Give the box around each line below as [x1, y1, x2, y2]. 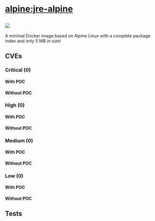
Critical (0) [5, 67, 31, 73]
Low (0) [5, 172, 24, 179]
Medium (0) [5, 137, 33, 144]
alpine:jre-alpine [5, 3, 73, 15]
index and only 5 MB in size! [5, 38, 62, 44]
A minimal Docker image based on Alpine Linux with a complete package [5, 33, 151, 38]
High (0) [5, 102, 25, 109]
